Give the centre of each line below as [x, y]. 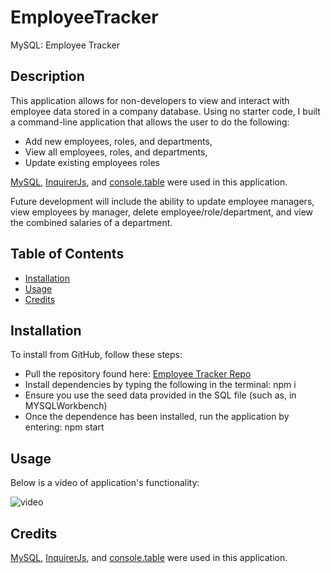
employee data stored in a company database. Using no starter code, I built [165, 111]
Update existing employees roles [92, 162]
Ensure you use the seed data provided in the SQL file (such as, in [160, 395]
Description [47, 76]
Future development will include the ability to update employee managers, [162, 201]
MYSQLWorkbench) [66, 406]
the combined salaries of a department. [91, 222]
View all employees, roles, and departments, [116, 152]
